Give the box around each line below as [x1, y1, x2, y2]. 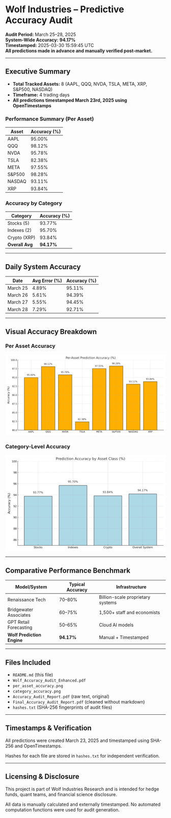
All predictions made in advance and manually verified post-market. [5, 48, 153, 54]
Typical [69, 581, 85, 587]
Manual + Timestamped [99, 635, 149, 641]
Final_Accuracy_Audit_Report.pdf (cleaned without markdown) [12, 698, 145, 705]
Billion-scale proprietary [99, 594, 151, 600]
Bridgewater [7, 606, 34, 613]
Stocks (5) [7, 220, 30, 226]
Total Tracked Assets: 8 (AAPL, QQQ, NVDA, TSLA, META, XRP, [12, 81, 148, 87]
